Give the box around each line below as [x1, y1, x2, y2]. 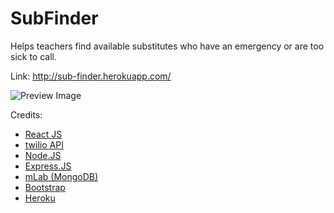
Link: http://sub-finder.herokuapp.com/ [10, 70, 172, 82]
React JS [24, 128, 63, 140]
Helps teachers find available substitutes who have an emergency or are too [10, 40, 325, 52]
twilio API [24, 138, 64, 151]
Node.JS [24, 149, 62, 161]
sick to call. [10, 50, 57, 62]
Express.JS [24, 160, 72, 172]
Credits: [10, 108, 43, 121]
